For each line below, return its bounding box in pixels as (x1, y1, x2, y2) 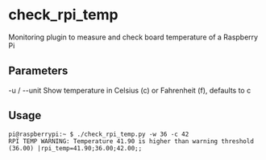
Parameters (8, 64, 69, 78)
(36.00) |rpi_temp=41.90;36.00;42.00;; (8, 144, 143, 152)
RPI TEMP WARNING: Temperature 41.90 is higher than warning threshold (8, 137, 254, 146)
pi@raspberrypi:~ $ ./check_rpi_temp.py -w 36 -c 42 (8, 130, 189, 138)
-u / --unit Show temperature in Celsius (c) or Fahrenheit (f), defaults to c (8, 85, 251, 95)
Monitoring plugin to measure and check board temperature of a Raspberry (8, 32, 259, 42)
